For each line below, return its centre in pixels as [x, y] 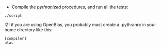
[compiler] [16, 38]
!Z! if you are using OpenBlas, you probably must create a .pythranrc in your [80, 24]
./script [13, 16]
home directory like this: [29, 30]
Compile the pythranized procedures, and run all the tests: [70, 7]
